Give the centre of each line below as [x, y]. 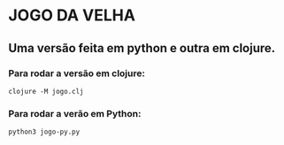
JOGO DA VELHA [72, 15]
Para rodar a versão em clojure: [77, 73]
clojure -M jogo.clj [46, 91]
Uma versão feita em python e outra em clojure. [142, 48]
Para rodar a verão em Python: [75, 113]
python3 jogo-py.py [44, 132]
